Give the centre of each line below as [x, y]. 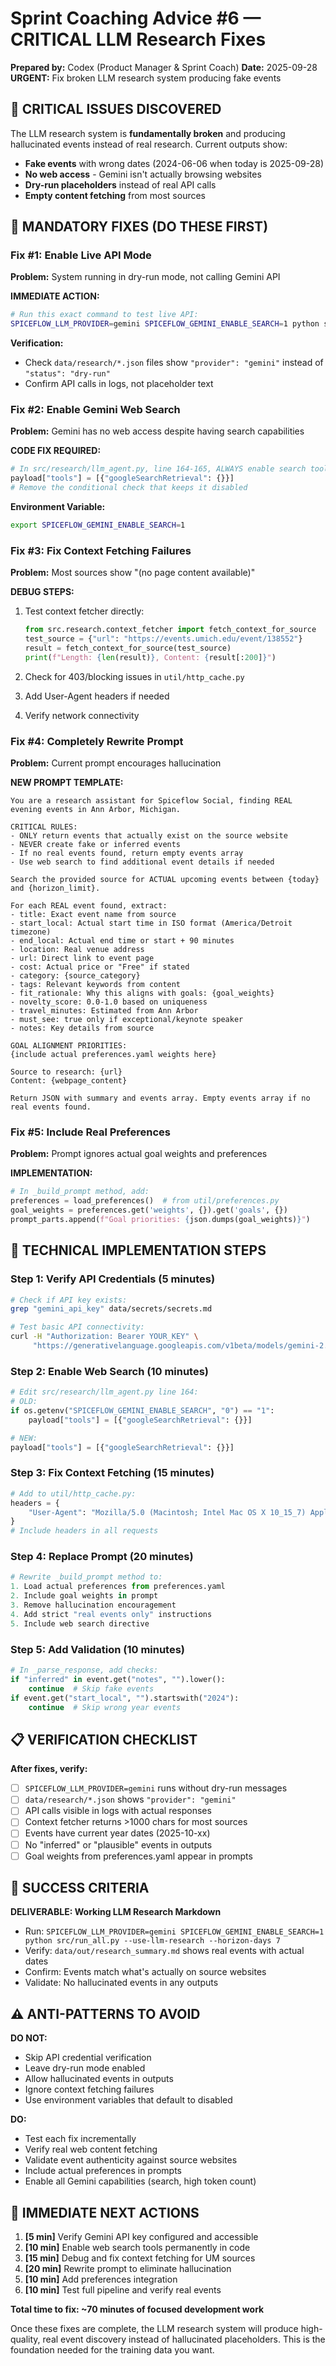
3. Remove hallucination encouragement [93, 1605]
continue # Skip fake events [91, 1688]
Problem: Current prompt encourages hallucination [116, 763]
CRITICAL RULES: [44, 827]
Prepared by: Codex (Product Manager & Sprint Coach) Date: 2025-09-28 [164, 67]
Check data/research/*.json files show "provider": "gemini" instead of [174, 363]
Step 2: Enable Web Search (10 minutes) [110, 1371]
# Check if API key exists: [69, 1300]
